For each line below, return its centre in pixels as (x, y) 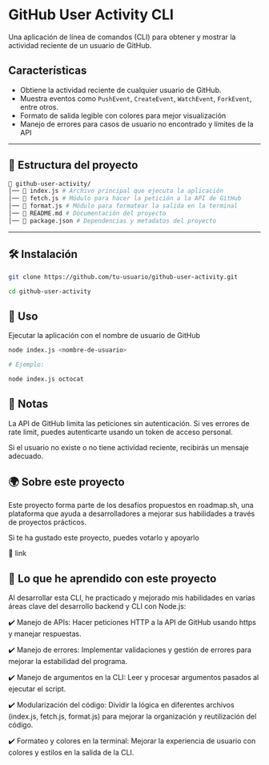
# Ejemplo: (26, 365)
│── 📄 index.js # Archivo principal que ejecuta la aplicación (116, 191)
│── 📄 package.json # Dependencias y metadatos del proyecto (112, 221)
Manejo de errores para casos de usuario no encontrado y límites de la (137, 124)
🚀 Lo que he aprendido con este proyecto (112, 578)
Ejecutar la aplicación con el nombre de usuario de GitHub (104, 336)
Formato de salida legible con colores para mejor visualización (123, 115)
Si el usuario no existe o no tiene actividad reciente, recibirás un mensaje (129, 447)
